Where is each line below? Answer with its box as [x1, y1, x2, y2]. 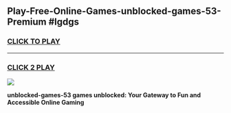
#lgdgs [48, 16, 80, 28]
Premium [7, 16, 47, 28]
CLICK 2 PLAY [7, 62, 55, 72]
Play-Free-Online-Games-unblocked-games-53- [7, 5, 221, 17]
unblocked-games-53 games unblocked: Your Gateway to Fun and [7, 90, 201, 99]
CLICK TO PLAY [7, 37, 60, 47]
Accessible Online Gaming [7, 98, 85, 106]
